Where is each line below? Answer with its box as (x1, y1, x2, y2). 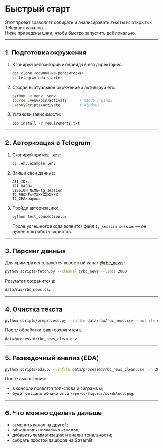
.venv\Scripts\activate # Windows (12, 103, 99, 108)
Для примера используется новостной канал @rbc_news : (5, 260, 125, 266)
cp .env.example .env (12, 161, 56, 166)
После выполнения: (5, 376, 46, 381)
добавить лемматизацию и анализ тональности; (12, 432, 113, 438)
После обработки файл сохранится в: (5, 327, 83, 333)
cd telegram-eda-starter (12, 75, 63, 80)
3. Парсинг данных (5, 247, 66, 255)
